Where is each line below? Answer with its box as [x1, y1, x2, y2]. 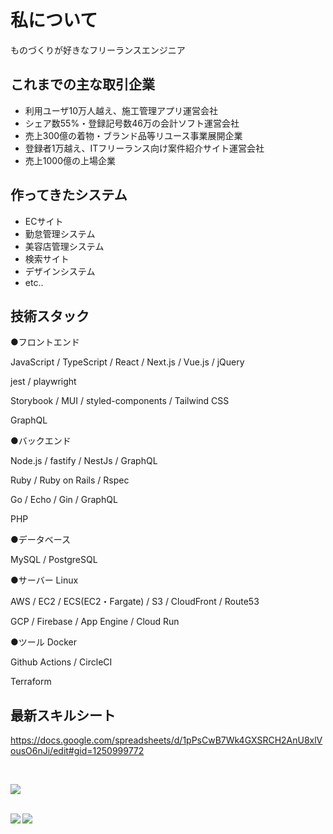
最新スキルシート [10, 707, 116, 724]
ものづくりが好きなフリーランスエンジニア [10, 44, 186, 56]
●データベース [10, 534, 72, 546]
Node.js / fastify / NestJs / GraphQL [10, 455, 158, 467]
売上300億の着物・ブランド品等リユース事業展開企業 [24, 129, 243, 141]
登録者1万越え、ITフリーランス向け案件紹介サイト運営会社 [24, 142, 265, 154]
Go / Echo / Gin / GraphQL [10, 494, 118, 506]
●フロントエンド [10, 336, 80, 348]
